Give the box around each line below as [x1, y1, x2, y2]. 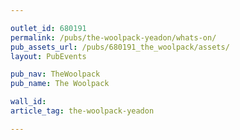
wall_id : [10, 97, 47, 107]
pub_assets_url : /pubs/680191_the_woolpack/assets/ [10, 42, 230, 52]
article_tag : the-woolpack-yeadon [10, 106, 155, 116]
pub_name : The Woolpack [10, 79, 110, 89]
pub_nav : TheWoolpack [10, 69, 101, 80]
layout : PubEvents [10, 51, 87, 61]
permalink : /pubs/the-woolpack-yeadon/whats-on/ [10, 32, 217, 43]
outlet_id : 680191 [10, 23, 87, 33]
